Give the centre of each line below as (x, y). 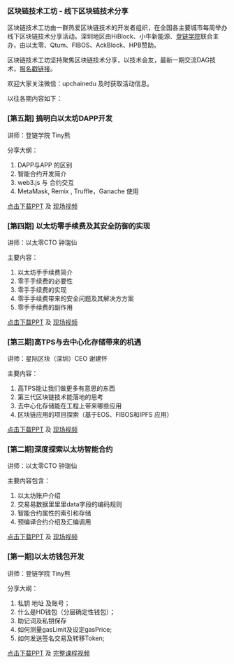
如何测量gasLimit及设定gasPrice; (65, 629)
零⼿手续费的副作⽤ (45, 307)
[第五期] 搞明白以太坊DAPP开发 (60, 118)
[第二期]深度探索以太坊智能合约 (60, 450)
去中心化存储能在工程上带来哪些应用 (70, 406)
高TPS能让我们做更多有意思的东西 (66, 388)
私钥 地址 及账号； (44, 603)
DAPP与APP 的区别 (45, 165)
